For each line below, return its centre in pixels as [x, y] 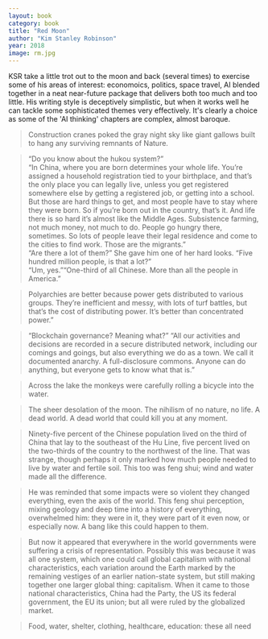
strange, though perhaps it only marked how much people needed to [142, 459]
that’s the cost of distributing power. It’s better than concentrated [136, 311]
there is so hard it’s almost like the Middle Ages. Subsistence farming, [143, 219]
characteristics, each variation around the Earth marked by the [132, 568]
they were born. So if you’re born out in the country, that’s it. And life [142, 210]
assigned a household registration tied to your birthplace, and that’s [140, 176]
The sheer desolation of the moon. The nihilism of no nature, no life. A [144, 409]
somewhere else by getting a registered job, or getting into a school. [141, 193]
